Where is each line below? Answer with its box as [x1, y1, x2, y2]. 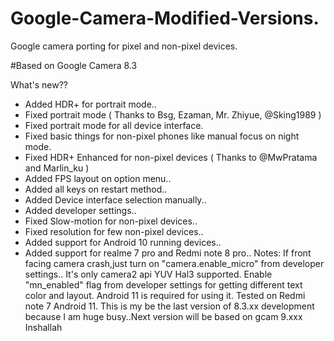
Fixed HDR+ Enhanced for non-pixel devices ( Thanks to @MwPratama [24, 151, 318, 163]
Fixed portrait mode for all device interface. [24, 119, 204, 131]
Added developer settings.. [24, 204, 137, 216]
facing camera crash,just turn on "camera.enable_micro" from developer [24, 257, 325, 269]
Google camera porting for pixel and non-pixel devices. [10, 40, 238, 52]
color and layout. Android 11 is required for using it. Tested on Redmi [24, 289, 306, 301]
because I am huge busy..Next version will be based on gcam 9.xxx [24, 310, 303, 322]
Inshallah [24, 321, 63, 333]
